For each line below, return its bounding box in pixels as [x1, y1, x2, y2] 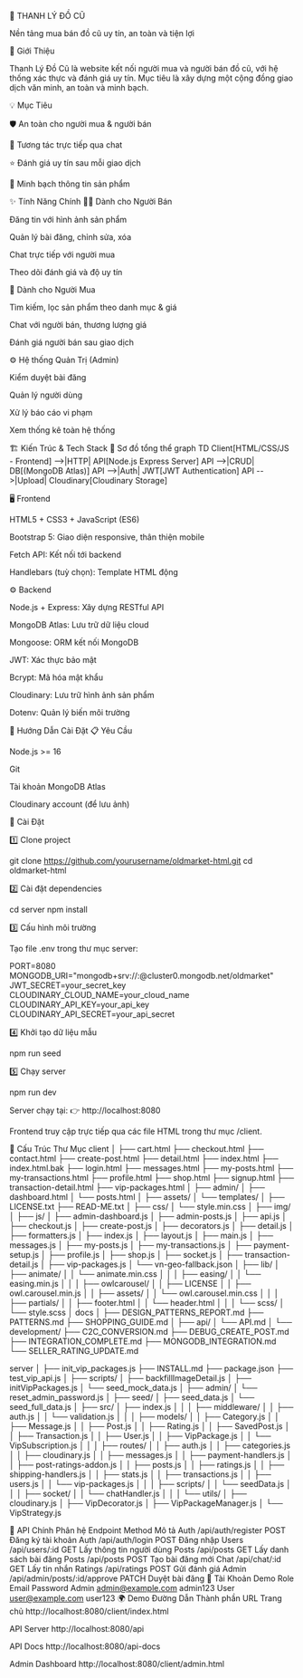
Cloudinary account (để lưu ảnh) [9, 799, 130, 810]
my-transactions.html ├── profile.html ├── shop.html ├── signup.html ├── [9, 1173, 295, 1183]
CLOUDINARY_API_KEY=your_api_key [9, 999, 150, 1010]
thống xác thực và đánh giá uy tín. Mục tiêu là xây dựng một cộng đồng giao [9, 72, 294, 83]
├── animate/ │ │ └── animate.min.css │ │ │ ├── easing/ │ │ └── [9, 1269, 261, 1279]
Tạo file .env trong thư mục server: [9, 944, 138, 954]
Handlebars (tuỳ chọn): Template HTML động [9, 567, 179, 577]
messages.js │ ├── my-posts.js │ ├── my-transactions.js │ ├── [9, 1240, 251, 1251]
